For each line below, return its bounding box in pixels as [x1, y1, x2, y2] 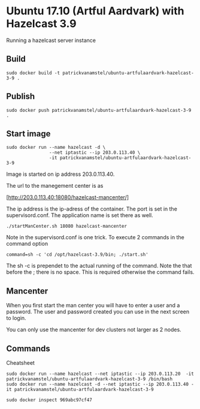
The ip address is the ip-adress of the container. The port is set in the [6, 205, 178, 213]
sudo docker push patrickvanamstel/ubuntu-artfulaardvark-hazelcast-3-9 [6, 107, 192, 113]
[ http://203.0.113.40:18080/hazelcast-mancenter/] [6, 194, 129, 201]
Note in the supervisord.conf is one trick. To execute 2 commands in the [6, 234, 184, 241]
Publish [6, 91, 35, 102]
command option [6, 240, 49, 248]
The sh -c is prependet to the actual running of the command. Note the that [6, 262, 192, 270]
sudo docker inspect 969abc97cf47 [6, 397, 93, 403]
